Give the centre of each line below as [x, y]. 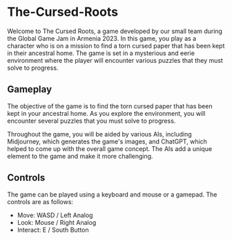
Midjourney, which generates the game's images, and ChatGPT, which [107, 141]
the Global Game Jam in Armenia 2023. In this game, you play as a [102, 38]
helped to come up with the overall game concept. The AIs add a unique [110, 148]
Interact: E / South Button [53, 230]
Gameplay [30, 89]
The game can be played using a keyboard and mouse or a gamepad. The [112, 194]
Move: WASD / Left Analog [55, 215]
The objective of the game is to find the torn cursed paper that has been [110, 106]
